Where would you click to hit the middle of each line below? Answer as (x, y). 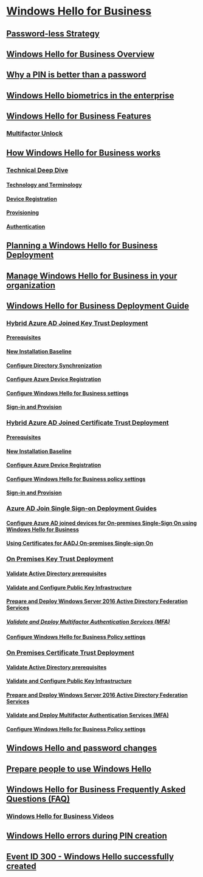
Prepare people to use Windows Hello (79, 769)
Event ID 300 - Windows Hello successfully (90, 857)
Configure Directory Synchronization (54, 365)
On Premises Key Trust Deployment (60, 559)
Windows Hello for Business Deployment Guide (98, 306)
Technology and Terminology (44, 185)
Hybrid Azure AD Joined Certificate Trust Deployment (88, 423)
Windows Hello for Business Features (79, 116)
